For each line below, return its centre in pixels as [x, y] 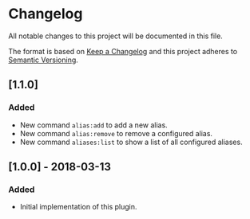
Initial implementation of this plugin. [78, 207]
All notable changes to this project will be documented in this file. [116, 36]
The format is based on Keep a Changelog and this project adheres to [123, 51]
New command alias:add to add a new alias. [93, 125]
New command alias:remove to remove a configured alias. [116, 133]
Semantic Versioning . [43, 60]
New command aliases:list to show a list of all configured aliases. [131, 142]
